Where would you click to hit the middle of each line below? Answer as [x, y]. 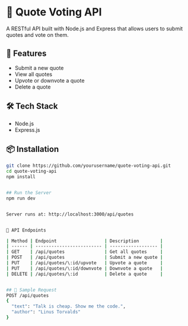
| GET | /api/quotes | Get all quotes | [85, 252]
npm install [21, 177]
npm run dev [21, 198]
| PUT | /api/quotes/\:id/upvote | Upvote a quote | [85, 263]
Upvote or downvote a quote [50, 80]
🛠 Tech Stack [32, 106]
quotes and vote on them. [38, 34]
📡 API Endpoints [26, 230]
